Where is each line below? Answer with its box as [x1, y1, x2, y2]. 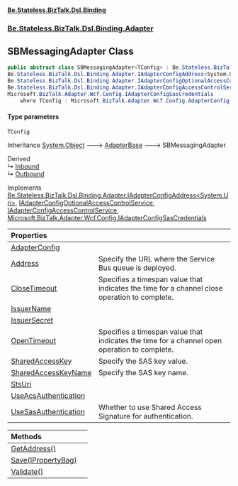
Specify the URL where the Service [98, 254, 215, 264]
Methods [11, 431, 42, 441]
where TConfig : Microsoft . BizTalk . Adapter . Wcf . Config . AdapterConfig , [20, 97, 233, 104]
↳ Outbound [7, 169, 45, 178]
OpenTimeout [11, 335, 57, 345]
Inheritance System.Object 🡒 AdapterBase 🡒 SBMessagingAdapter [7, 141, 227, 149]
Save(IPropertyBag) [11, 455, 77, 465]
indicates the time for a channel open [98, 335, 222, 345]
